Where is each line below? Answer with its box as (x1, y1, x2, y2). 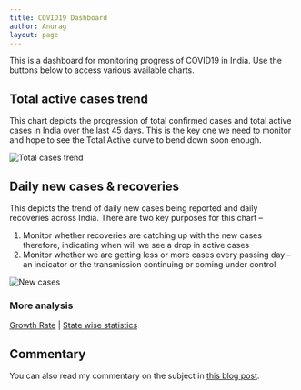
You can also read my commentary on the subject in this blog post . (9, 370, 260, 382)
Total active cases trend (9, 91, 148, 106)
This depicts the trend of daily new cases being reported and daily (9, 203, 258, 214)
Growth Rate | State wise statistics (9, 320, 138, 331)
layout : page (9, 30, 59, 39)
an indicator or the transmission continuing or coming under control (22, 259, 276, 269)
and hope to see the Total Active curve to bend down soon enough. (9, 135, 262, 145)
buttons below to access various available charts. (9, 65, 196, 75)
